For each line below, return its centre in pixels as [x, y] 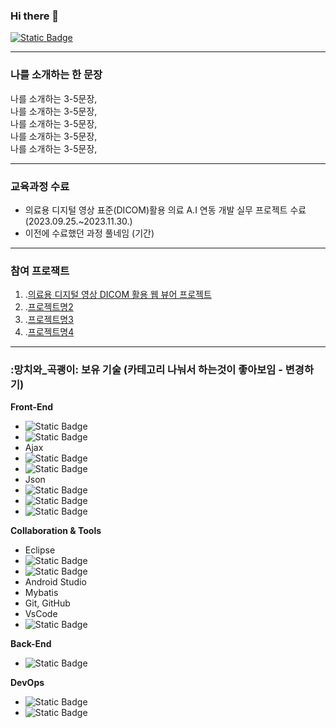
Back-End [31, 644]
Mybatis [41, 593]
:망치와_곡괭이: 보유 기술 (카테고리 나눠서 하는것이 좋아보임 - [146, 370]
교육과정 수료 [40, 186]
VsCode [41, 614]
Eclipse [40, 550]
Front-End [32, 407]
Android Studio [55, 582]
